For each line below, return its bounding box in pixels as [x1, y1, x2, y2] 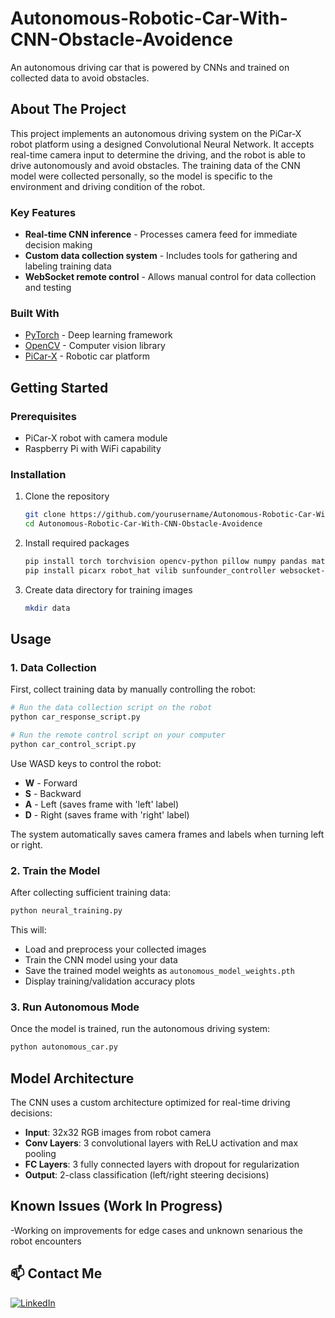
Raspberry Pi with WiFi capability [24, 443, 162, 455]
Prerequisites [10, 409, 77, 423]
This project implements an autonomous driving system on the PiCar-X [10, 127, 302, 139]
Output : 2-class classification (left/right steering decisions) [24, 1169, 270, 1181]
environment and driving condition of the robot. [10, 180, 206, 192]
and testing [24, 282, 72, 294]
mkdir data [24, 603, 71, 613]
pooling [24, 1148, 57, 1160]
